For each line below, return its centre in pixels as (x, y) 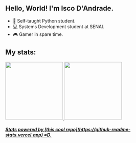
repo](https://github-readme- (98, 130)
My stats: (21, 53)
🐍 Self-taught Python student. (44, 21)
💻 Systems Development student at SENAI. (59, 26)
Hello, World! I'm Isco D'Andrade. (60, 8)
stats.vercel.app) (24, 135)
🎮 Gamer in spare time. (38, 34)
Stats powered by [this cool (35, 130)
